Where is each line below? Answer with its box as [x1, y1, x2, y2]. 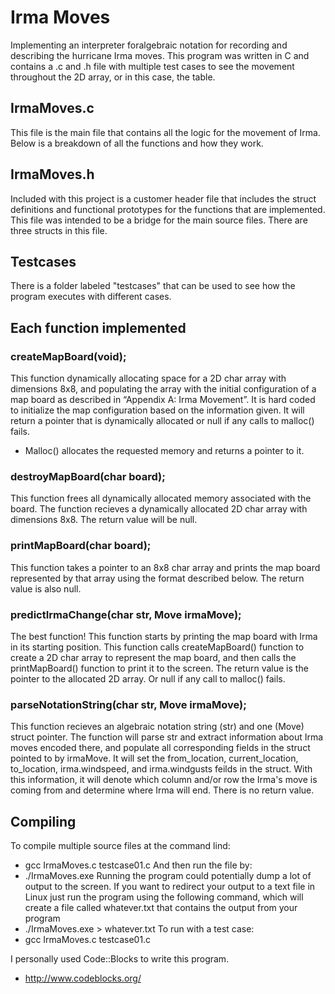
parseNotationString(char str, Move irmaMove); [10, 697, 247, 711]
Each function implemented [10, 319, 187, 336]
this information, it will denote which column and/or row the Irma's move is [10, 774, 318, 786]
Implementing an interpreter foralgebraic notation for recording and [10, 39, 288, 51]
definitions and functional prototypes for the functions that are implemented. [10, 203, 326, 215]
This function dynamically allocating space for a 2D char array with [10, 372, 287, 385]
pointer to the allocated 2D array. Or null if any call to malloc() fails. [10, 672, 286, 685]
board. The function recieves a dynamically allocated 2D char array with [10, 503, 308, 515]
